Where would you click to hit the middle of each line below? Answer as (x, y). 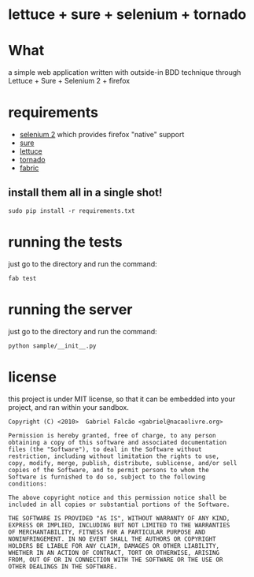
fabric (29, 168)
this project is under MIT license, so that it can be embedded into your (122, 399)
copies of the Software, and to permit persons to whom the (109, 470)
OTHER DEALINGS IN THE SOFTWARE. (63, 566)
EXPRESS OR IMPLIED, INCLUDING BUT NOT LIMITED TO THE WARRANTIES (119, 525)
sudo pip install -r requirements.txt (72, 210)
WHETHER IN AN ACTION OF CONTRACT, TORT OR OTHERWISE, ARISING (114, 553)
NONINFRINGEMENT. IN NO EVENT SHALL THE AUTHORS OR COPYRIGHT (112, 539)
